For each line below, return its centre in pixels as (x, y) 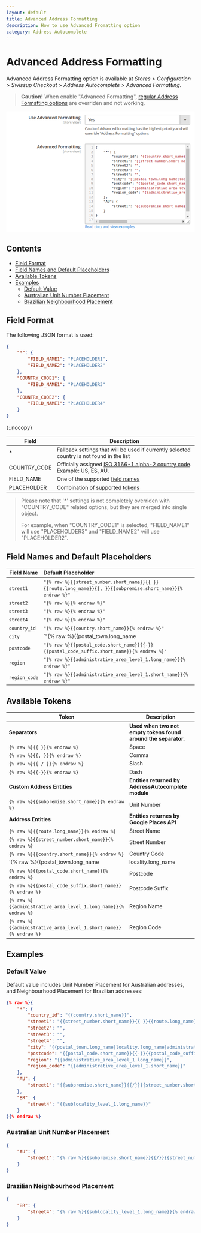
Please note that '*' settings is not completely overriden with (95, 501)
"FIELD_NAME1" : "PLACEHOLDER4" (67, 403)
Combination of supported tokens (98, 487)
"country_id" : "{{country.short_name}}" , (80, 1015)
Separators (23, 732)
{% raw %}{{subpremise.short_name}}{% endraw (66, 802)
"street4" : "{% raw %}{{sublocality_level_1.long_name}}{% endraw (112, 1212)
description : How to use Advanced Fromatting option (73, 25)
